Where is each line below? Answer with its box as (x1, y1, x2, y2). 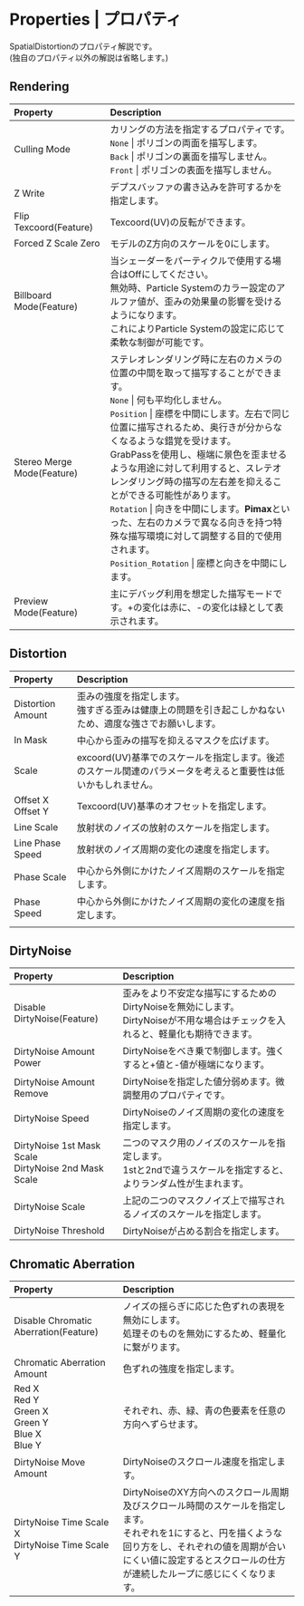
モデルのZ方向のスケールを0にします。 (109, 237, 275, 250)
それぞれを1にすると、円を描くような (122, 1527, 283, 1540)
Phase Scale (14, 870, 67, 883)
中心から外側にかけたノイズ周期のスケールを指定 (76, 864, 285, 876)
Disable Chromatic (14, 1314, 92, 1327)
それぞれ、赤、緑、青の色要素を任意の (122, 1405, 287, 1417)
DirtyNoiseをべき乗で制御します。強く (122, 1045, 285, 1058)
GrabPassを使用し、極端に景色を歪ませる (109, 448, 288, 460)
